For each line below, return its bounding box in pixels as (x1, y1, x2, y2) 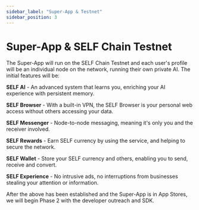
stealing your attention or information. (6, 179, 99, 186)
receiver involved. (6, 126, 50, 133)
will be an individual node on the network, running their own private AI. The (6, 66, 191, 73)
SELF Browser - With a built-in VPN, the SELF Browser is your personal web (6, 102, 192, 109)
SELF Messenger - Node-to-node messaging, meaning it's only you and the (6, 120, 194, 127)
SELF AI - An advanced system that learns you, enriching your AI (6, 84, 166, 91)
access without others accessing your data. (6, 108, 114, 115)
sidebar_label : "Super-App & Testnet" (6, 8, 102, 15)
